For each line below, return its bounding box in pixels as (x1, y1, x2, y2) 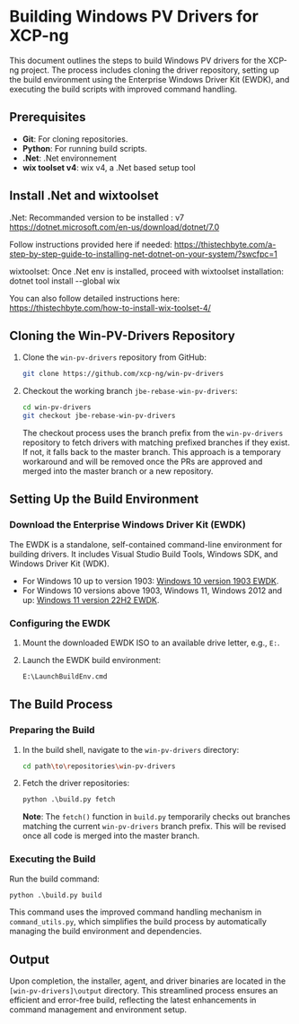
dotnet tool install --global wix (9, 276, 120, 286)
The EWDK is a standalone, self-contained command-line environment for (9, 538, 283, 549)
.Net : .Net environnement (22, 153, 117, 163)
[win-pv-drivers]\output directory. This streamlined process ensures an (9, 985, 278, 996)
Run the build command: (9, 873, 101, 884)
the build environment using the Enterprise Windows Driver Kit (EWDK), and (9, 74, 290, 84)
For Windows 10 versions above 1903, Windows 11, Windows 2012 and (22, 585, 283, 596)
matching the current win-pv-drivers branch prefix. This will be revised (22, 821, 286, 832)
